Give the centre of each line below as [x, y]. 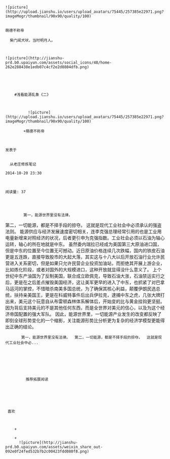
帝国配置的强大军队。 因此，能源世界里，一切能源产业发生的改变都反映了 [86, 314]
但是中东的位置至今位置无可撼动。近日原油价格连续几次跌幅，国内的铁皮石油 [85, 251]
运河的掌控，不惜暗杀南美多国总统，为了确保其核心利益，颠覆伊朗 [78, 289]
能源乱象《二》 [37, 95]
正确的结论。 [23, 327]
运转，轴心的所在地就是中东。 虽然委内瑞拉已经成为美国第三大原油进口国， [83, 244]
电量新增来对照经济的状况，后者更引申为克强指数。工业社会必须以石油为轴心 [85, 238]
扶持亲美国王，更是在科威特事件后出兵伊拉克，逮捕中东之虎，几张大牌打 [89, 295]
